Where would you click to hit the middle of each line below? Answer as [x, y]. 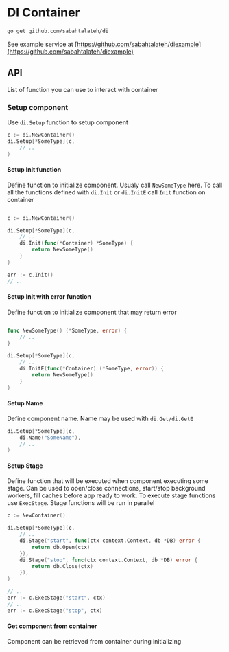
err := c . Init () [30, 275]
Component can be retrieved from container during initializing [94, 641]
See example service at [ [42, 44]
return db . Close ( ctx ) [63, 566]
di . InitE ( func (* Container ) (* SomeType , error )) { [92, 369]
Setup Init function [34, 170]
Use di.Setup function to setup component [68, 122]
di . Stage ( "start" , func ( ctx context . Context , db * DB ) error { [110, 541]
